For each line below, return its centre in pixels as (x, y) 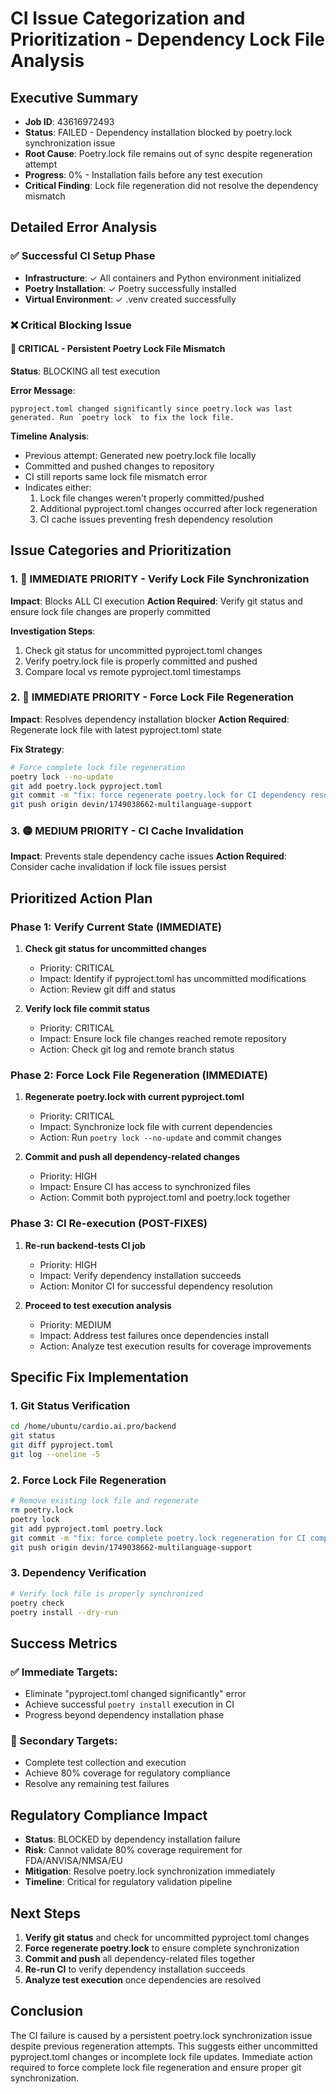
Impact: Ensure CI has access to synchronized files (145, 1187)
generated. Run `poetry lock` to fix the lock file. (122, 417)
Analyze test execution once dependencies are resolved (142, 1980)
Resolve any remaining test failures (97, 1784)
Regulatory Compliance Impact (109, 1815)
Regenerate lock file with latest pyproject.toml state (116, 729)
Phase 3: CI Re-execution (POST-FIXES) (109, 1224)
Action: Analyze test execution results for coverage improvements (175, 1346)
